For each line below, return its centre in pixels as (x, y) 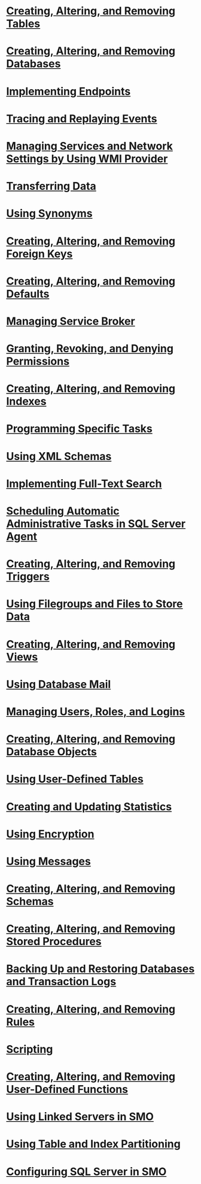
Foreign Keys (39, 254)
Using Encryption (50, 834)
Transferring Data (51, 186)
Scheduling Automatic (63, 511)
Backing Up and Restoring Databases (100, 969)
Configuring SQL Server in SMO (86, 1171)
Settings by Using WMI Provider (87, 158)
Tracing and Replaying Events (82, 119)
